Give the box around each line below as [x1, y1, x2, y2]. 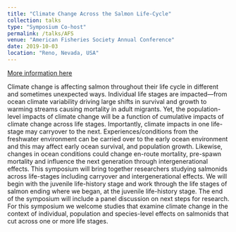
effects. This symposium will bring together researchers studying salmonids [7, 165, 228, 173]
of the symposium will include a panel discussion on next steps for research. [7, 194, 230, 202]
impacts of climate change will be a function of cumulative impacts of [22, 112, 224, 120]
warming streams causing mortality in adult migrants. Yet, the [7, 105, 185, 113]
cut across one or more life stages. [7, 217, 108, 225]
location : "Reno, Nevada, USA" [7, 50, 99, 57]
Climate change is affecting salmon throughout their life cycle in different [7, 82, 219, 91]
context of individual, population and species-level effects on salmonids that [7, 209, 229, 218]
